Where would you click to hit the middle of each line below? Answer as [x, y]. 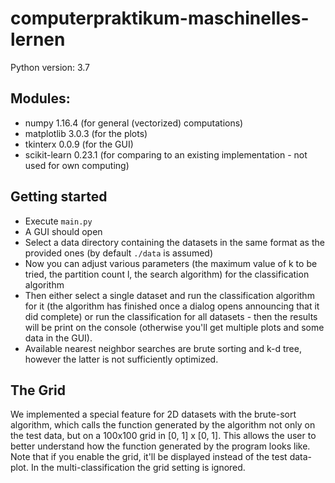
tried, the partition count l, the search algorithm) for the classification [167, 274]
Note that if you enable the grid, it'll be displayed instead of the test [149, 457]
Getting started [59, 197]
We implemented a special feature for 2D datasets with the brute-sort [153, 414]
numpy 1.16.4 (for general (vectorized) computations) [134, 123]
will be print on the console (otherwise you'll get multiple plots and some [174, 327]
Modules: [40, 98]
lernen [38, 39]
